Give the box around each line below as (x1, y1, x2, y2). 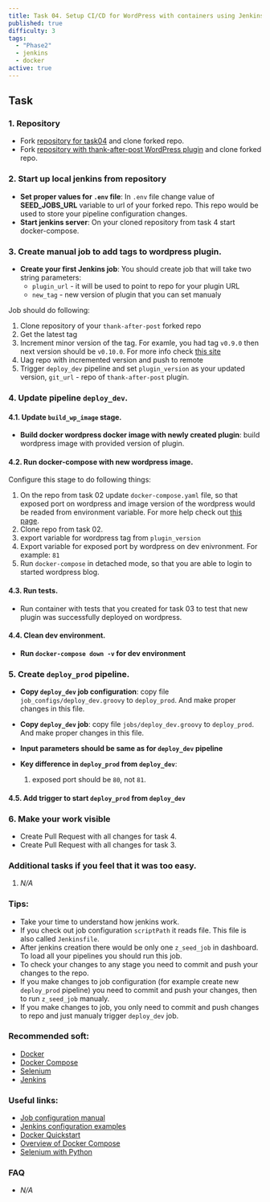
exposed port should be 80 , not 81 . (31, 775, 146, 785)
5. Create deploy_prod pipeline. (8, 668, 130, 679)
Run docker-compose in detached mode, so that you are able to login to (19, 559, 252, 568)
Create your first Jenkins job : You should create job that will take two (19, 265, 252, 274)
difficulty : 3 (8, 27, 56, 35)
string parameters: (19, 273, 82, 282)
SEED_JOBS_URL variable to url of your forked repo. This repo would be (19, 200, 259, 210)
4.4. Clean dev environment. (8, 630, 106, 640)
